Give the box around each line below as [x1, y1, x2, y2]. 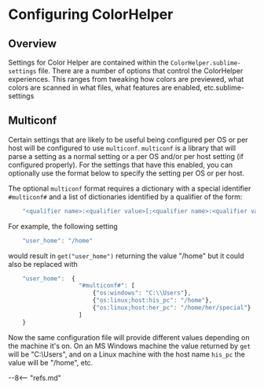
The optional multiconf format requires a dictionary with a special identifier [8, 183, 251, 193]
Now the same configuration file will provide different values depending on [8, 332, 250, 342]
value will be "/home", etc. [8, 358, 93, 367]
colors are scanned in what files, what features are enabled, [8, 83, 203, 92]
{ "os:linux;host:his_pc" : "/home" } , [92, 297, 213, 305]
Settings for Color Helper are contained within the [8, 57, 169, 67]
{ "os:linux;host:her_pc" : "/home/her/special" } [92, 304, 251, 312]
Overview [8, 37, 57, 50]
